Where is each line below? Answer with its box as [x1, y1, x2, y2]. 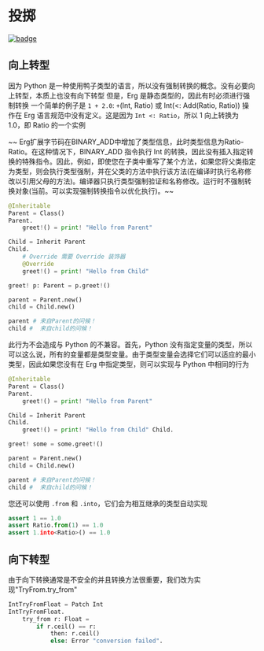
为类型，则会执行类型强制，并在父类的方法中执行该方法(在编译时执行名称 [8, 166, 245, 176]
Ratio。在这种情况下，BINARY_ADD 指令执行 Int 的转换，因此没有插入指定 [8, 146, 247, 156]
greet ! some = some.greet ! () [8, 440, 104, 449]
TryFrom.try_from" [18, 584, 78, 594]
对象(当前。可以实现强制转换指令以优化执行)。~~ [14, 186, 174, 195]
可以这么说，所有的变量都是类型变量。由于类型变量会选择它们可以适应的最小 [8, 350, 256, 359]
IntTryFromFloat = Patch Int [8, 600, 104, 608]
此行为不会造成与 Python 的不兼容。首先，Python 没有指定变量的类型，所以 [8, 340, 253, 349]
